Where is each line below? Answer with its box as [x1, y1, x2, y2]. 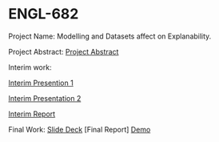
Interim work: [8, 62, 52, 72]
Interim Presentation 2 [8, 93, 82, 103]
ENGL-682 [8, 5, 79, 23]
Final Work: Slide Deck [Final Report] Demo [8, 124, 151, 134]
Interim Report [8, 109, 56, 119]
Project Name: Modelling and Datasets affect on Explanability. [8, 31, 212, 41]
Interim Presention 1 [8, 78, 74, 87]
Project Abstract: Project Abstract [8, 47, 119, 56]
